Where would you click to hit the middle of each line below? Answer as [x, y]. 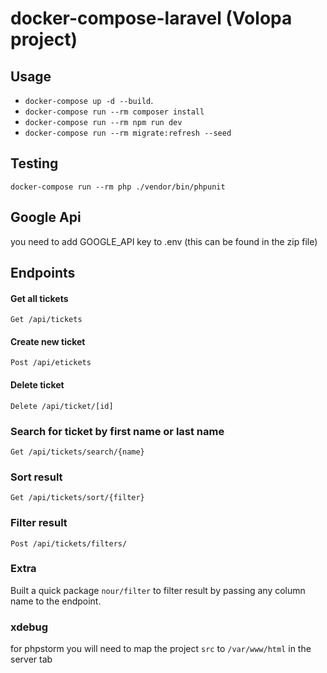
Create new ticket [48, 341]
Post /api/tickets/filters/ [69, 543]
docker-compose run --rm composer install [114, 112]
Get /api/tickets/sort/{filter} [77, 498]
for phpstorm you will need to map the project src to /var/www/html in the [161, 649]
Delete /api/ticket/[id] [62, 406]
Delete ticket [37, 385]
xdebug [29, 627]
